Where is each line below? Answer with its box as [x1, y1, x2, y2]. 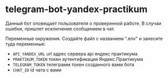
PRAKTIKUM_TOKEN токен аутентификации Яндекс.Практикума [12, 56, 143, 62]
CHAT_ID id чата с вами [12, 67, 61, 73]
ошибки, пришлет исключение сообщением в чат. [5, 25, 115, 31]
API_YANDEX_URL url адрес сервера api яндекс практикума [12, 51, 138, 57]
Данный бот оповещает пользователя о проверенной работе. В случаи [5, 20, 161, 26]
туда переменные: [5, 41, 46, 47]
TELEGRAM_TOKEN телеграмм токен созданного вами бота [12, 61, 135, 67]
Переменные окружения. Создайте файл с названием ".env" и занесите [5, 35, 163, 42]
